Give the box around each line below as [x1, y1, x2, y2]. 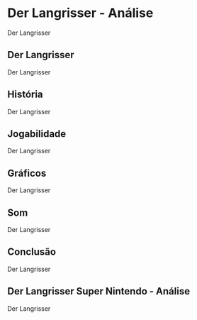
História [7, 89, 44, 101]
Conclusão [7, 246, 57, 258]
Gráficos [7, 167, 47, 179]
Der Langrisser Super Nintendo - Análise [7, 285, 190, 297]
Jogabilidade [7, 128, 67, 140]
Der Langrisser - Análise [7, 5, 154, 21]
